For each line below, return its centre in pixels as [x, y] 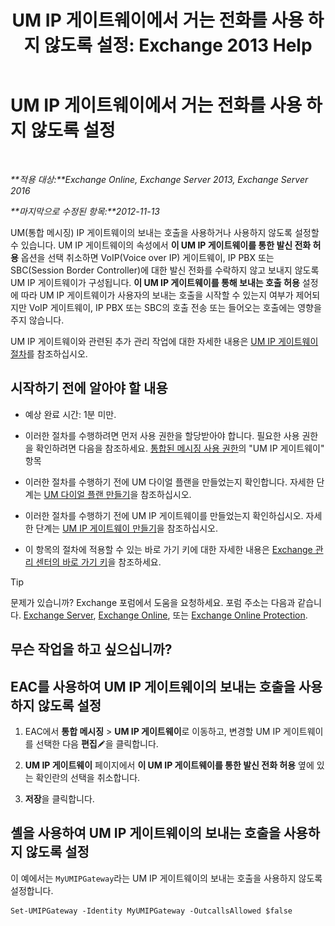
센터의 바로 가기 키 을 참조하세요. [98, 562]
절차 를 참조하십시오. [49, 353]
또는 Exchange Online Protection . [240, 615]
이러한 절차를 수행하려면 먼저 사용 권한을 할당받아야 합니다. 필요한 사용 [162, 435]
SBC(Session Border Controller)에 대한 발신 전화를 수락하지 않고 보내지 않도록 [165, 270]
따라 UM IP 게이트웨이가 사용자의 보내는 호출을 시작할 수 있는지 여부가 [157, 295]
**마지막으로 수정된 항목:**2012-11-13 [85, 211]
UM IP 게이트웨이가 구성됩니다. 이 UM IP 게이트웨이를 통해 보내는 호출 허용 [155, 282]
